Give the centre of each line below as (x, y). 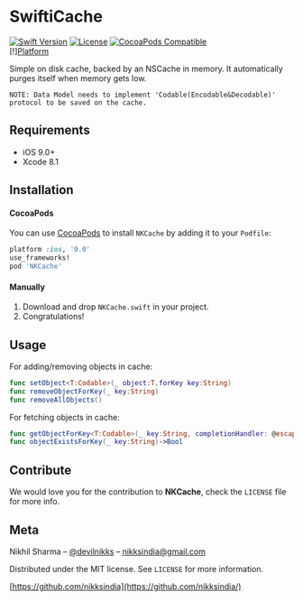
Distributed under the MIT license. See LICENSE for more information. (137, 569)
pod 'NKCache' (36, 267)
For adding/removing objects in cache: (81, 366)
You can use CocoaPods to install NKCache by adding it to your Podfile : (140, 233)
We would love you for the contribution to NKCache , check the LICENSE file (148, 492)
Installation (41, 190)
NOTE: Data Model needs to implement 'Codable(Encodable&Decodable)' (143, 95)
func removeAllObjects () (56, 400)
